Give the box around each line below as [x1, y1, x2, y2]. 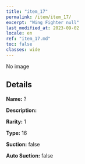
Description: [6, 107, 37, 114]
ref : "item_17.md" [6, 36, 51, 42]
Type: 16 [6, 129, 27, 136]
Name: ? [6, 95, 27, 102]
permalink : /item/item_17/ [6, 14, 72, 20]
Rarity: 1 [6, 118, 26, 125]
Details [6, 80, 32, 90]
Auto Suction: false [6, 152, 54, 159]
